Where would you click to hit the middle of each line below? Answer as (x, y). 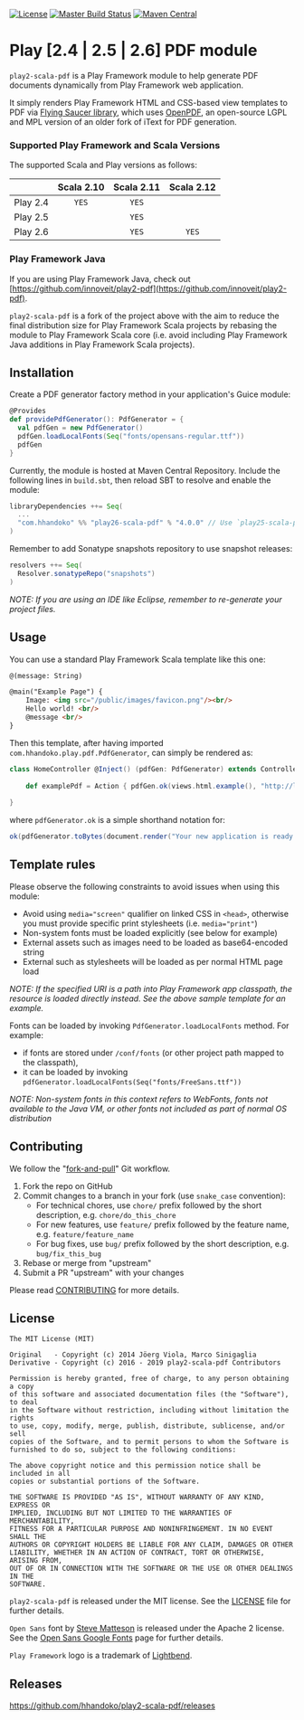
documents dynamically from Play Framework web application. (127, 85)
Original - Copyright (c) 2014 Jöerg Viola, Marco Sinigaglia (133, 1355)
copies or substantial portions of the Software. (105, 1482)
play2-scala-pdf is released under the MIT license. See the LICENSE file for (150, 1602)
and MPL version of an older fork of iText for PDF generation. (123, 121)
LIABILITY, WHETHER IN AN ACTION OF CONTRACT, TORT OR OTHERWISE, (137, 1553)
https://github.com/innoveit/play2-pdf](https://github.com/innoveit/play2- (150, 288)
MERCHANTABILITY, (42, 1521)
